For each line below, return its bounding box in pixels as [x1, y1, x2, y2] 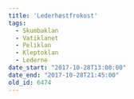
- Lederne [15, 57, 48, 65]
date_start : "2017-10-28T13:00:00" [8, 64, 127, 72]
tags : [8, 19, 26, 27]
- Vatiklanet [15, 34, 59, 42]
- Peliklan [15, 42, 52, 49]
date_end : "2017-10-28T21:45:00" [8, 71, 120, 79]
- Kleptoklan [15, 49, 59, 57]
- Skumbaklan [15, 26, 59, 34]
